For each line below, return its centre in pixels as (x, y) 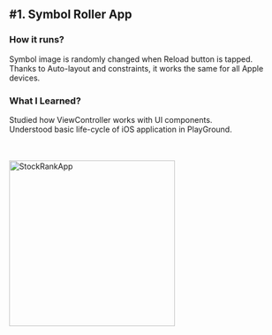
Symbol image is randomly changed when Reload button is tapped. (131, 59)
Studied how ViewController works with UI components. (111, 119)
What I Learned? (45, 101)
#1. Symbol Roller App (71, 15)
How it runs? (37, 40)
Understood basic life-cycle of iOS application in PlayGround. (121, 129)
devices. (25, 78)
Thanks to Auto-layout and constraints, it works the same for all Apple (136, 68)
